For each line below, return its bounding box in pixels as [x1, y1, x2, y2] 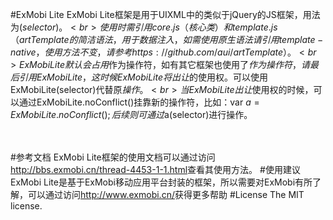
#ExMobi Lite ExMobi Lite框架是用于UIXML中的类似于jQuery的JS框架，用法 [10, 9, 321, 20]
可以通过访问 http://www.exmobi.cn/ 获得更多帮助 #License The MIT [27, 189, 305, 200]
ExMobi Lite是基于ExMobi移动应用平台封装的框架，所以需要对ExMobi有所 [10, 176, 313, 188]
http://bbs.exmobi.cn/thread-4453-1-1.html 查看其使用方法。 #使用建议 [10, 164, 301, 175]
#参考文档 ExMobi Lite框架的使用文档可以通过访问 [10, 151, 216, 163]
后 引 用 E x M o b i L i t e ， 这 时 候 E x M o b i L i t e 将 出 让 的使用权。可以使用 [10, 71, 268, 83]
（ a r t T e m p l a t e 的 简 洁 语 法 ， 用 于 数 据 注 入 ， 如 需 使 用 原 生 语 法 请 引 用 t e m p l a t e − [10, 34, 324, 45]
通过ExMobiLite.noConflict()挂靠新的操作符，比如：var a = [18, 96, 260, 108]
